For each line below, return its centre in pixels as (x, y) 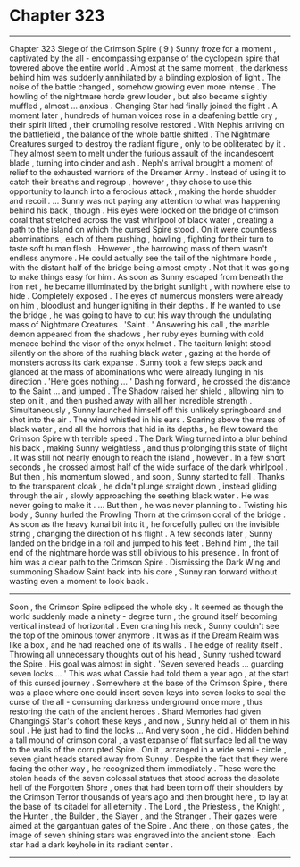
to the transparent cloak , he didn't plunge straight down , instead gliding (143, 486)
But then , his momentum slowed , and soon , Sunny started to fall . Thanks (147, 476)
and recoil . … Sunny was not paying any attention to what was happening (145, 200)
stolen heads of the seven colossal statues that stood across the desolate (145, 778)
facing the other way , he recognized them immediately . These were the (143, 768)
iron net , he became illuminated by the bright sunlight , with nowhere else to (150, 286)
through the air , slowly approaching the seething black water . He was (139, 495)
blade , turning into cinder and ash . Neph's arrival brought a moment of (142, 163)
